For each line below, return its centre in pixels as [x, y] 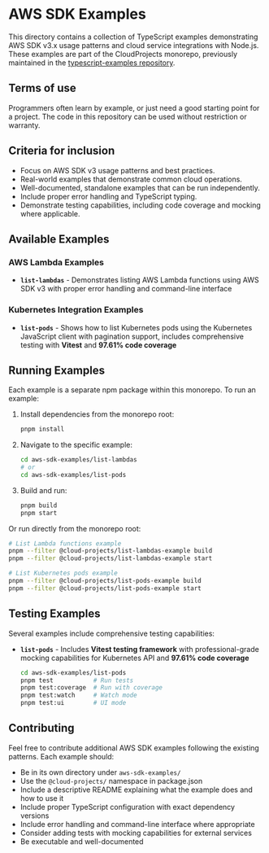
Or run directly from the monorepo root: [75, 528]
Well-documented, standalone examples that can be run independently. [140, 187]
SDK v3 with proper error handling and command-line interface [126, 289]
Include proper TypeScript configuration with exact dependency [128, 807]
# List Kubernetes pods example [63, 573]
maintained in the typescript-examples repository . [92, 63]
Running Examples [57, 370]
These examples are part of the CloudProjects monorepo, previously [123, 54]
